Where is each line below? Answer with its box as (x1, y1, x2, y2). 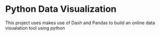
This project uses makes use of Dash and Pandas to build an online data (5, 20, 155, 26)
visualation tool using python (5, 25, 65, 31)
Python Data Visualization (5, 3, 117, 15)
